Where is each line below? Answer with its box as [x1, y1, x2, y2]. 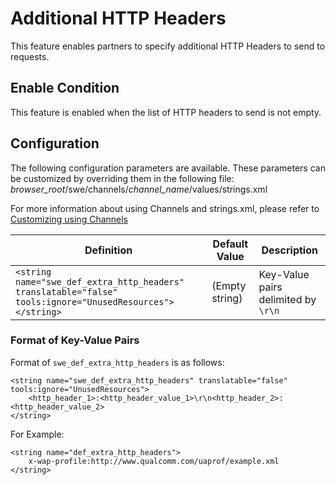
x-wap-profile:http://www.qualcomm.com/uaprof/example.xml [28, 456, 280, 466]
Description [261, 243, 318, 257]
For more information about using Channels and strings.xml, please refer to [10, 202, 320, 214]
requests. [10, 50, 50, 62]
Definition [84, 243, 133, 257]
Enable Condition [10, 80, 120, 97]
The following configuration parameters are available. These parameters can [10, 162, 326, 174]
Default [212, 237, 249, 251]
